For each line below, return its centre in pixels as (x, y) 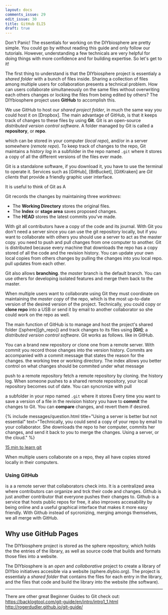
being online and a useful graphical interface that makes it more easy (76, 507)
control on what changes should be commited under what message (74, 366)
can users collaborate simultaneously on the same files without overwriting (82, 89)
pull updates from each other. (35, 263)
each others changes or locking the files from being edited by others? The (82, 95)
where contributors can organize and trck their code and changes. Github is (83, 491)
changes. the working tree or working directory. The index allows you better (83, 361)
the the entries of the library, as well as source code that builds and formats (83, 551)
